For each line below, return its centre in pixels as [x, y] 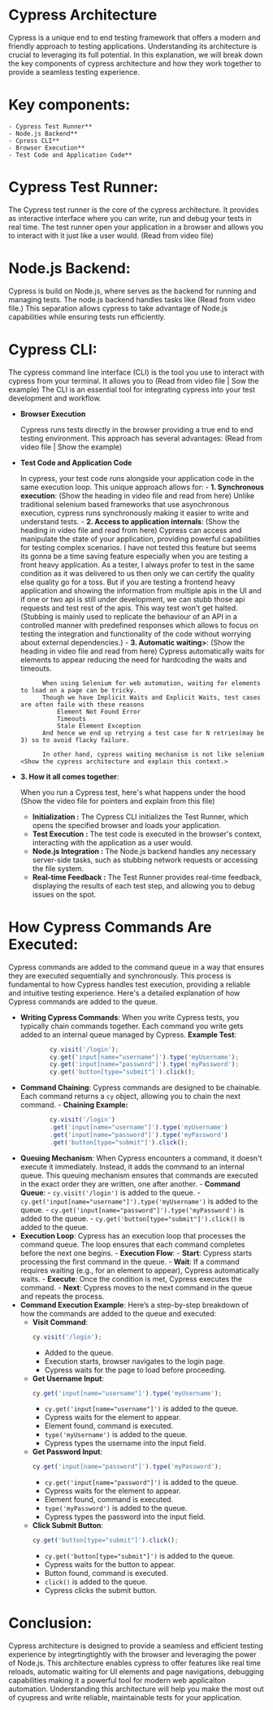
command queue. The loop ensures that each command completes [132, 1244]
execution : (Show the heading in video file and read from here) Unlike [137, 495]
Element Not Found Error [99, 712]
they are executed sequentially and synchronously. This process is [120, 975]
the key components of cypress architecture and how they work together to [135, 63]
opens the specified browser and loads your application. [127, 825]
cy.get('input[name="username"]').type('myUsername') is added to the [139, 1201]
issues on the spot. [64, 894]
